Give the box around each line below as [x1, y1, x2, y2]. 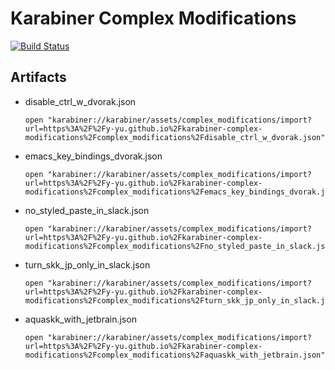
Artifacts [10, 69, 67, 86]
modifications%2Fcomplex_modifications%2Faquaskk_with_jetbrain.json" [24, 350, 326, 360]
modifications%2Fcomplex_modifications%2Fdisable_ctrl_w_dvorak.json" [24, 132, 326, 142]
